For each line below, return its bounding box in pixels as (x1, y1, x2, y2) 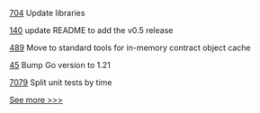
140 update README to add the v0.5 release (9, 25, 174, 35)
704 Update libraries (9, 8, 85, 18)
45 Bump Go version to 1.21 (9, 60, 111, 70)
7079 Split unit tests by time (9, 77, 112, 88)
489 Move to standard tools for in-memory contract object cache (9, 42, 251, 53)
